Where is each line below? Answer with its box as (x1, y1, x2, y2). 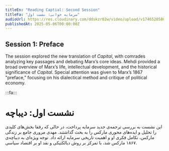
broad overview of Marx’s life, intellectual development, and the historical (5, 64, 157, 70)
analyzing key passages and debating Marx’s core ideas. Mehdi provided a (5, 59, 160, 65)
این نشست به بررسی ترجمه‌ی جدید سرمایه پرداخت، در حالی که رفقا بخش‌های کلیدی (5, 124, 162, 129)
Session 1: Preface (5, 40, 64, 48)
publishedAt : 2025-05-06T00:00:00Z (5, 21, 80, 27)
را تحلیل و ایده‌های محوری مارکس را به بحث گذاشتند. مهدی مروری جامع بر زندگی (5, 129, 157, 135)
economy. (5, 80, 26, 86)
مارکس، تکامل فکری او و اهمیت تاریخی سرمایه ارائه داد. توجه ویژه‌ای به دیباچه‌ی (5, 134, 155, 140)
